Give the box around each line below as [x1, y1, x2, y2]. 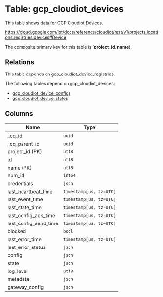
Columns [5, 109, 33, 118]
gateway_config [7, 283, 44, 290]
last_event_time [7, 196, 43, 203]
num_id [7, 172, 24, 179]
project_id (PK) [7, 148, 42, 155]
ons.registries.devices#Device [5, 34, 67, 40]
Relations [5, 58, 35, 67]
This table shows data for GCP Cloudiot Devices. [5, 20, 104, 25]
